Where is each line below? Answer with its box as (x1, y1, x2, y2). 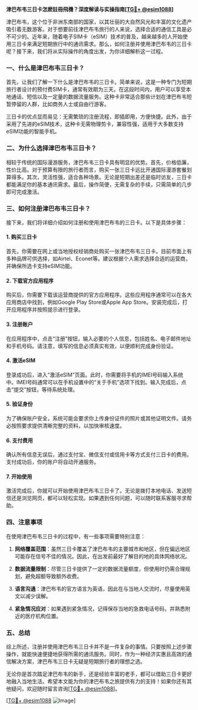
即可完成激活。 (6, 188, 42, 195)
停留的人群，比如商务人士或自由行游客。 (11, 100, 110, 108)
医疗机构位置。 (25, 612, 62, 619)
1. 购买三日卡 (6, 233, 37, 241)
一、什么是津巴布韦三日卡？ (6, 64, 85, 72)
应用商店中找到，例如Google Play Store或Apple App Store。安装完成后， (6, 299, 183, 306)
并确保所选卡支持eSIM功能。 (6, 263, 75, 270)
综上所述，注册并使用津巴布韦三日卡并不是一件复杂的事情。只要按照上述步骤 (6, 643, 192, 650)
